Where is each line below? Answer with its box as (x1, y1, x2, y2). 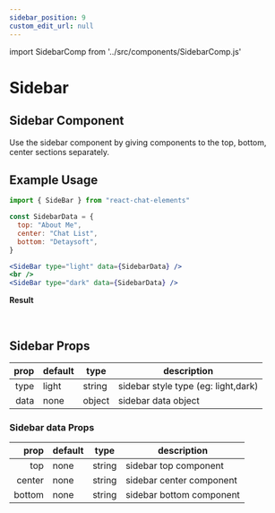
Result (9, 295, 34, 306)
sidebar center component (125, 474, 237, 487)
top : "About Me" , (17, 221, 82, 230)
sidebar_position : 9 (9, 13, 87, 22)
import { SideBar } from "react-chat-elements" (9, 196, 191, 205)
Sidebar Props (9, 338, 90, 353)
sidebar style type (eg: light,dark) (117, 380, 259, 392)
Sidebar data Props (9, 421, 95, 433)
